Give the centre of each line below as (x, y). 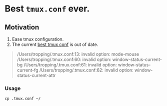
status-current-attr (36, 75)
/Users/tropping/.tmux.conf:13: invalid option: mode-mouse (78, 54)
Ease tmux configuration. (38, 39)
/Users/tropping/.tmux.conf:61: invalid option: (70, 65)
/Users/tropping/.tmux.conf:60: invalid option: (64, 59)
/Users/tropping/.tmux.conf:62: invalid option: (86, 70)
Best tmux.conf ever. (47, 9)
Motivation (22, 27)
